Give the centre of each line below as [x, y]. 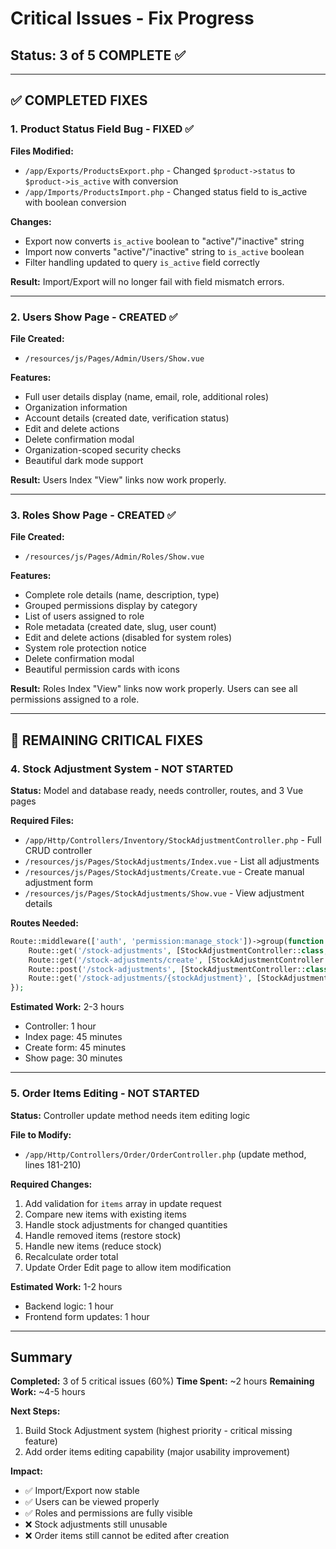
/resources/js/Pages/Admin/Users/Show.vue [114, 358]
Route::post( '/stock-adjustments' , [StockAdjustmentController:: [167, 969]
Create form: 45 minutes [75, 1048]
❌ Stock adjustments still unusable [96, 1524]
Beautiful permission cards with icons [102, 669]
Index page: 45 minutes [73, 1037]
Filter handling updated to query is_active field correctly [142, 262]
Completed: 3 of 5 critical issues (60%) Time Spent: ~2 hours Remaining [162, 1381]
